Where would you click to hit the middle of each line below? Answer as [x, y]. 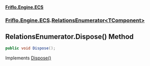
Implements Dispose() [28, 58]
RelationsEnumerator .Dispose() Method [69, 36]
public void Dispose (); [31, 48]
